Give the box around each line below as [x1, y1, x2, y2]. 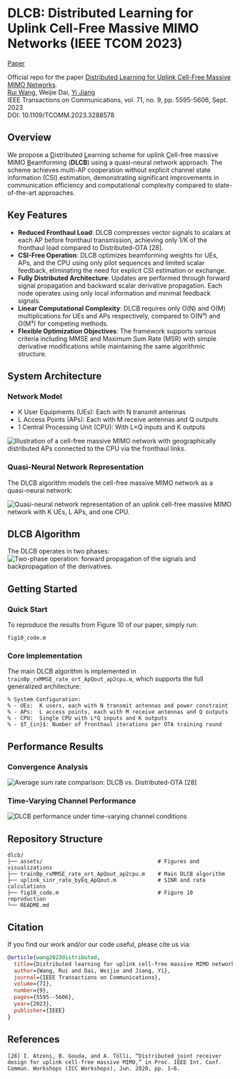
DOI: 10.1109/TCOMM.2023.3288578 [7, 111, 115, 119]
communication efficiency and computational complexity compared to [7, 181, 214, 189]
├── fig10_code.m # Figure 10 [7, 889, 194, 897]
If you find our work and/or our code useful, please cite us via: [7, 940, 191, 948]
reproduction [7, 895, 46, 903]
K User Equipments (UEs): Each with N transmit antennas [17, 408, 186, 416]
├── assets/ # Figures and [7, 858, 200, 865]
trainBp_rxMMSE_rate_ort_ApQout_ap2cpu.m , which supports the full [7, 675, 204, 683]
